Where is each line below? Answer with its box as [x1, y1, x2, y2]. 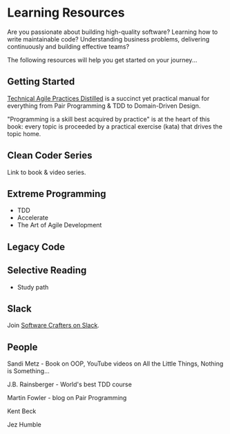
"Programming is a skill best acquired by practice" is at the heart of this [7, 115, 211, 123]
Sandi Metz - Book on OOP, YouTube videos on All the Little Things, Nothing [7, 359, 224, 368]
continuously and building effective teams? [7, 42, 130, 50]
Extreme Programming [7, 188, 106, 200]
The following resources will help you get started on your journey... [7, 55, 198, 64]
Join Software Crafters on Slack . [7, 321, 100, 330]
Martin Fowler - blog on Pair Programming [7, 394, 127, 402]
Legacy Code [7, 240, 66, 253]
